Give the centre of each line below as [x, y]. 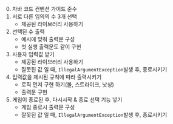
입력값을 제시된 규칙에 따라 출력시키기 [57, 77]
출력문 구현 [34, 92]
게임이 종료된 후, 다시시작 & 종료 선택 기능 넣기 [67, 100]
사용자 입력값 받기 [33, 54]
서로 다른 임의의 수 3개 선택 [44, 16]
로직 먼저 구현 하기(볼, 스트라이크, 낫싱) [67, 84]
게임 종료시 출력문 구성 [48, 107]
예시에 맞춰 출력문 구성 [48, 39]
